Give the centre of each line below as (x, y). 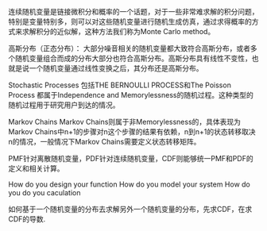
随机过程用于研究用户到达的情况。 (64, 105)
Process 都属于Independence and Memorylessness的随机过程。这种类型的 (131, 95)
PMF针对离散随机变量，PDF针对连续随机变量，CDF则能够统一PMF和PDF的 (131, 158)
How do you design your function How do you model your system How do (129, 184)
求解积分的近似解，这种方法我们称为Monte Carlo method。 (118, 31)
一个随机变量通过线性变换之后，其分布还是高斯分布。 (116, 68)
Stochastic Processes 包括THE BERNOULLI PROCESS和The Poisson (120, 85)
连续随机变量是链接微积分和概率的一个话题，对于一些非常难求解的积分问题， (133, 12)
